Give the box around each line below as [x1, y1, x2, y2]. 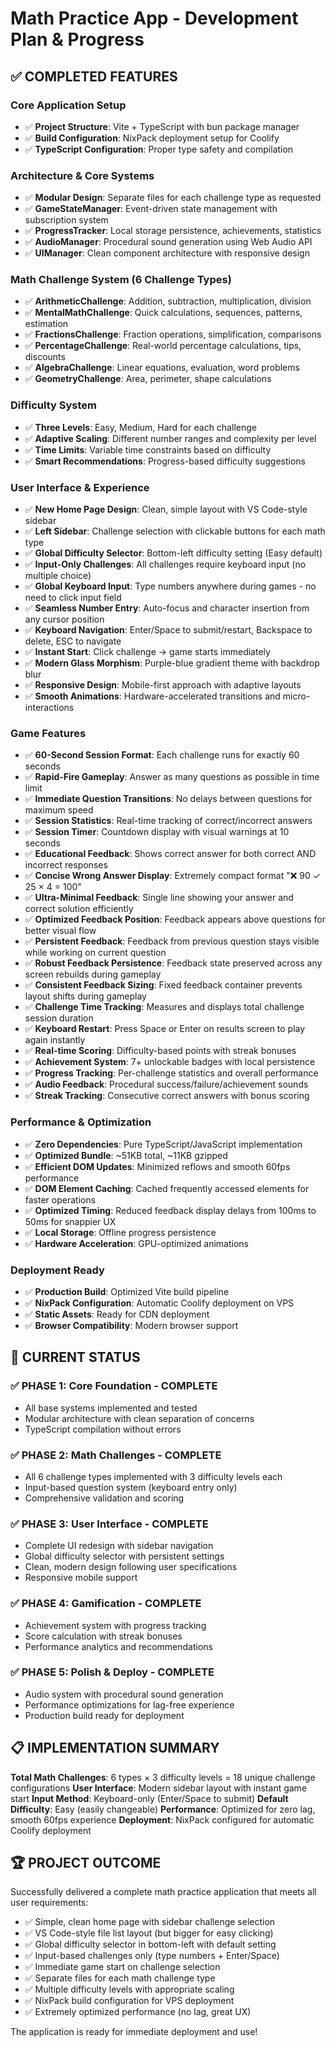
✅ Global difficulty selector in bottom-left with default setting [24, 1938, 277, 1951]
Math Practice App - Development [10, 7, 299, 30]
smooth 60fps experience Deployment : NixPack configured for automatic [10, 1813, 315, 1826]
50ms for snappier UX [24, 1215, 117, 1227]
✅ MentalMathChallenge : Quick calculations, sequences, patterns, [24, 307, 303, 319]
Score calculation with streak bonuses [24, 1630, 183, 1642]
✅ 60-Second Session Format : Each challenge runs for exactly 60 [24, 749, 300, 761]
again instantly [24, 1034, 86, 1046]
